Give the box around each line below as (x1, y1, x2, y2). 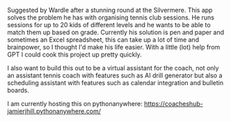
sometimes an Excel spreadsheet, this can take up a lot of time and (7, 36, 200, 44)
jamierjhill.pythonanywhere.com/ (7, 107, 101, 115)
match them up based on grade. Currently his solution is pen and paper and (7, 28, 225, 36)
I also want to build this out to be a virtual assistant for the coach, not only (7, 64, 219, 72)
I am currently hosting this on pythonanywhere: (7, 100, 143, 107)
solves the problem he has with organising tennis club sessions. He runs (7, 13, 214, 22)
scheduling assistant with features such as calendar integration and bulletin (7, 79, 224, 86)
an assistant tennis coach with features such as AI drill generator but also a (7, 71, 223, 79)
